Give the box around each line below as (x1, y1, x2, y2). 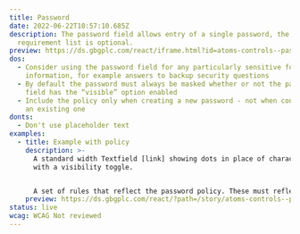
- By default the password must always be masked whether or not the (17, 79, 281, 88)
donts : (9, 113, 34, 121)
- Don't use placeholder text (17, 121, 129, 130)
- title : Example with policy (17, 138, 129, 146)
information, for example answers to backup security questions (25, 71, 270, 80)
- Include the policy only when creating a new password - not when (17, 96, 278, 105)
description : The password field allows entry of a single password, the (9, 29, 290, 38)
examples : (9, 130, 46, 138)
